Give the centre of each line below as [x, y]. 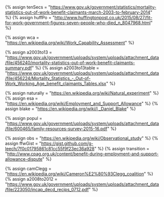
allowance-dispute [24, 159]
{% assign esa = [22, 98]
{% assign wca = [22, 37]
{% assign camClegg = [28, 169]
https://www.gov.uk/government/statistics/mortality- [103, 7]
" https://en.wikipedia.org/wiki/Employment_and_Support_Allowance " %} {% [82, 103]
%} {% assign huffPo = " [30, 17]
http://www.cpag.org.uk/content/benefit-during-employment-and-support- [83, 154]
